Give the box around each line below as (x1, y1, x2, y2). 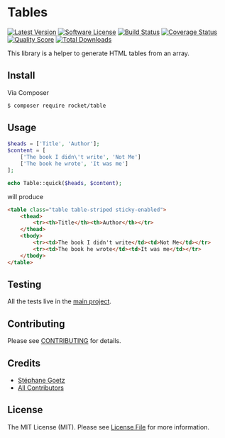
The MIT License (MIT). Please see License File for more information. (7, 422, 209, 431)
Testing (7, 278, 42, 291)
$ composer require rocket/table (7, 102, 106, 109)
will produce (7, 192, 44, 201)
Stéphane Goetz (17, 376, 65, 384)
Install (7, 69, 35, 82)
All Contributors (17, 383, 64, 392)
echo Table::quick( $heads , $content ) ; (7, 179, 122, 186)
